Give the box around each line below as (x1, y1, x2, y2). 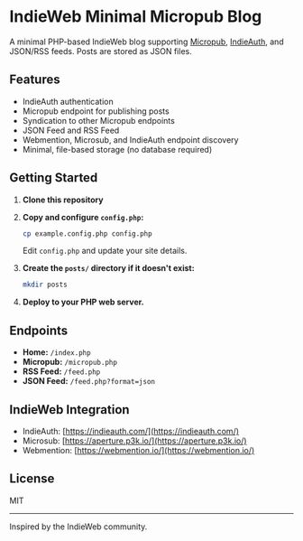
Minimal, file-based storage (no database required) (22, 144, 213, 154)
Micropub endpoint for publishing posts (22, 106, 170, 117)
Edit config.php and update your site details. (22, 246, 188, 257)
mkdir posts (22, 280, 68, 290)
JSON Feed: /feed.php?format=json (22, 376, 156, 387)
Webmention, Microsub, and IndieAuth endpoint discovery (22, 134, 239, 145)
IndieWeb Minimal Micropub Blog (9, 6, 262, 27)
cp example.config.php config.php (22, 229, 152, 238)
